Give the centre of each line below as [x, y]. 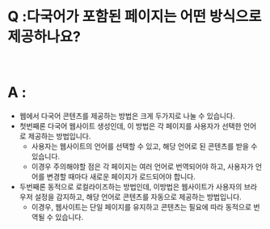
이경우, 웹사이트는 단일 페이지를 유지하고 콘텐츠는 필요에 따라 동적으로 [141, 206]
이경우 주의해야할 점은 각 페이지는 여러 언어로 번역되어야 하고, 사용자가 [142, 166]
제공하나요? [44, 37]
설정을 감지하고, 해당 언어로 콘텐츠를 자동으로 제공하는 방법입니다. [138, 197]
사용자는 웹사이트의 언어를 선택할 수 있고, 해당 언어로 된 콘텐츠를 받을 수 [144, 146]
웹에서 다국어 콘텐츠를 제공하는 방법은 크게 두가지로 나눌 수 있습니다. [127, 116]
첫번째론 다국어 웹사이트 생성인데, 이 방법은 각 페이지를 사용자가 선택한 [130, 125]
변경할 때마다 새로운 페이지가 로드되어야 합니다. [121, 176]
